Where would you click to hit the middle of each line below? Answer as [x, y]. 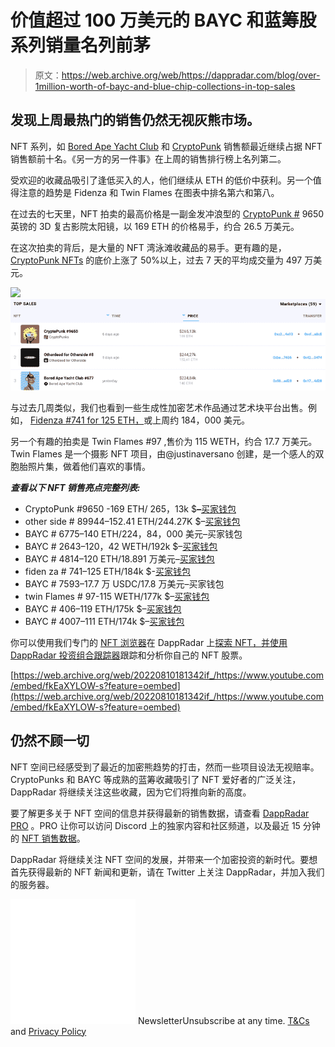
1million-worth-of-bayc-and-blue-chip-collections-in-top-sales [165, 86]
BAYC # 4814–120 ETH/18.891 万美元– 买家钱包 [119, 558]
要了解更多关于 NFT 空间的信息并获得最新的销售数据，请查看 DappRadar [160, 813]
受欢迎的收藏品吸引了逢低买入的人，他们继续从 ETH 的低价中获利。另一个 [161, 180]
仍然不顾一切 [50, 741]
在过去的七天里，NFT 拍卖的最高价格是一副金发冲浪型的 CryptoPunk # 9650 [167, 213]
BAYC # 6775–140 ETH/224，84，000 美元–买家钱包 [133, 533]
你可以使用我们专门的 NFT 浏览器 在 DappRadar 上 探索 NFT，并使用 [149, 642]
